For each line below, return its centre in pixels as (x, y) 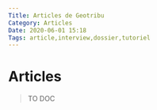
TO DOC (41, 99)
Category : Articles (40, 23)
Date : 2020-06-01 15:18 (48, 30)
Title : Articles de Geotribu (56, 15)
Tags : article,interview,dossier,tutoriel (79, 38)
